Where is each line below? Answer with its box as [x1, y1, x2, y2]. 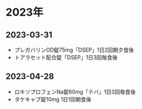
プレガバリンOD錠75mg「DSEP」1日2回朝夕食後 [14, 46, 134, 53]
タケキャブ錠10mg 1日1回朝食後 [14, 95, 92, 102]
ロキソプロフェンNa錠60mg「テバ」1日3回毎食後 [14, 88, 136, 95]
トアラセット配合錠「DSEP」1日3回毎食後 [14, 54, 118, 60]
